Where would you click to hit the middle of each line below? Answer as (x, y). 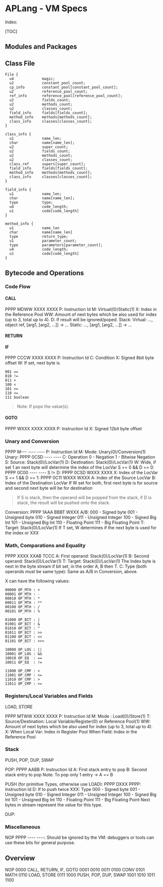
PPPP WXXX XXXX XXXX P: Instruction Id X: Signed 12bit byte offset (73, 428)
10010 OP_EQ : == (24, 658)
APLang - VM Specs (46, 9)
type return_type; (39, 237)
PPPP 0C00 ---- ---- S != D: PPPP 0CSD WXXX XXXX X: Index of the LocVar (81, 472)
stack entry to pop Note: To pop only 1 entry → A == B (59, 774)
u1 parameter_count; (43, 241)
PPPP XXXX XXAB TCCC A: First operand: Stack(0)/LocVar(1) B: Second (77, 556)
